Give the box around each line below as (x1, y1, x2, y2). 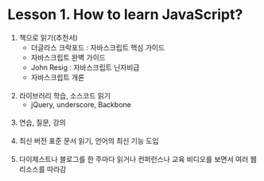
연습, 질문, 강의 (18, 117, 67, 127)
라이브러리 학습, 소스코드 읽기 (18, 90, 111, 100)
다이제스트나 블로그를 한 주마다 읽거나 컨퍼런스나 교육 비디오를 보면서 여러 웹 (18, 154, 258, 164)
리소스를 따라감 (18, 164, 67, 174)
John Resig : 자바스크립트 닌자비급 (30, 62, 140, 72)
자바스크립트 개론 (30, 72, 85, 82)
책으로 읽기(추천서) (18, 33, 78, 42)
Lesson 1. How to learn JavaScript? (7, 6, 243, 24)
